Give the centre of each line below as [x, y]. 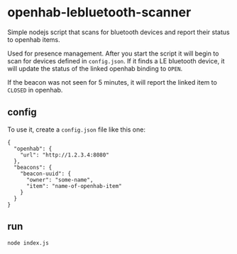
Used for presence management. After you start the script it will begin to [113, 53]
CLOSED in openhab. [35, 90]
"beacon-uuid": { [46, 174]
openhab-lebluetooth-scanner [99, 12]
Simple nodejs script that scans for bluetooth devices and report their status [118, 32]
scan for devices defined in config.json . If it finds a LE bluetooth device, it [116, 60]
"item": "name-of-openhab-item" [74, 186]
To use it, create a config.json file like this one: [76, 129]
